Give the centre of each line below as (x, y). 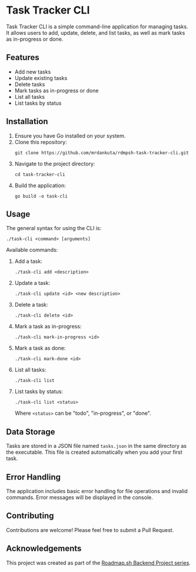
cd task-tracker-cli (40, 174)
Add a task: (28, 261)
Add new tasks (33, 72)
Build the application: (40, 185)
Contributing (30, 516)
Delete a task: (31, 305)
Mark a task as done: (40, 348)
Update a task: (32, 283)
